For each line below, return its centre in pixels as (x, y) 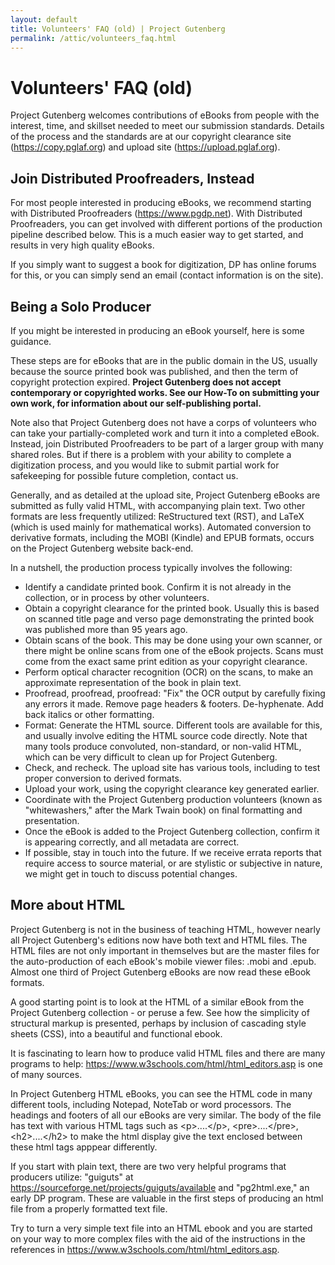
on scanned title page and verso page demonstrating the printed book (169, 618)
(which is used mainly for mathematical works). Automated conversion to (161, 527)
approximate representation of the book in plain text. (133, 682)
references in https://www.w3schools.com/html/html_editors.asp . (145, 1249)
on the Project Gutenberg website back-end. (102, 548)
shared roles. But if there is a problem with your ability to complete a (151, 454)
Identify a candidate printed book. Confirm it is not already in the (158, 587)
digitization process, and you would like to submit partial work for (145, 465)
